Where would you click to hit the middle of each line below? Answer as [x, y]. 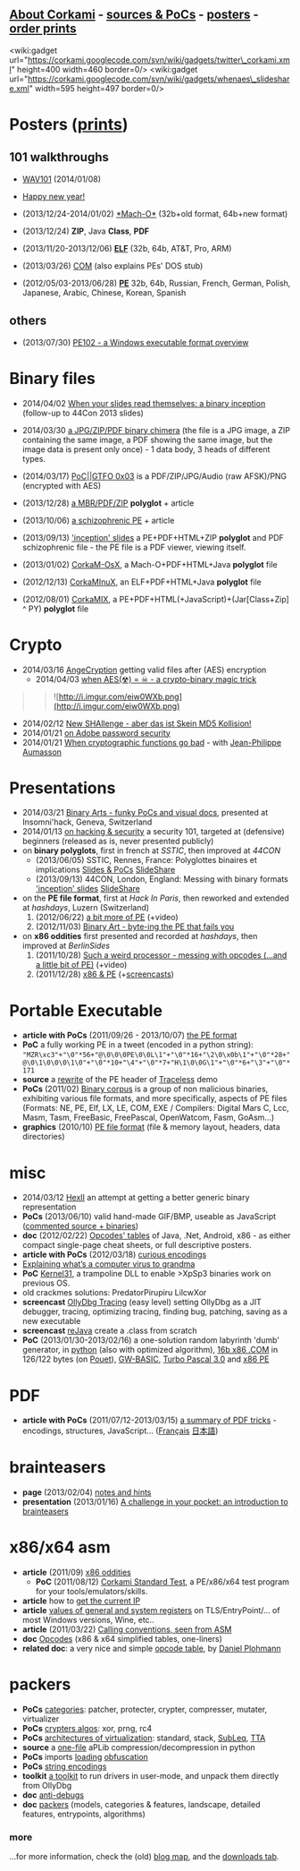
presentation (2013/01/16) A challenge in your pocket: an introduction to [155, 1502]
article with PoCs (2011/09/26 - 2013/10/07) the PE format [129, 1035]
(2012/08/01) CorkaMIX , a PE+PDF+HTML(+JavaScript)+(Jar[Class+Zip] [156, 599]
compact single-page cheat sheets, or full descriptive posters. [137, 1245]
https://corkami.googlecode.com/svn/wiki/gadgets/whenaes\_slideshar [158, 79]
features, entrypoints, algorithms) [83, 1814]
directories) [43, 1137]
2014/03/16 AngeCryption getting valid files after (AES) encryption [144, 670]
